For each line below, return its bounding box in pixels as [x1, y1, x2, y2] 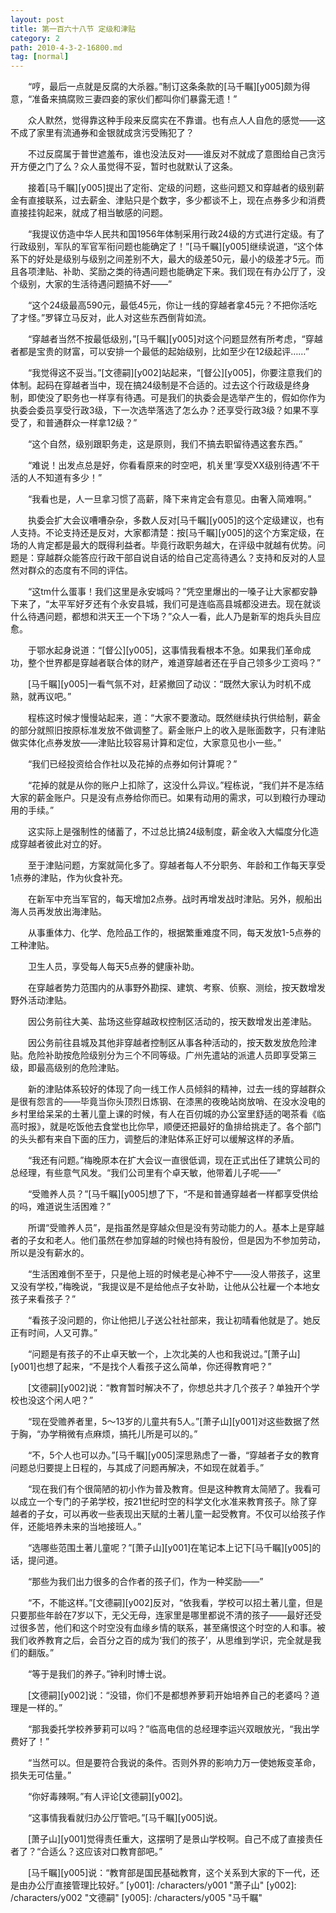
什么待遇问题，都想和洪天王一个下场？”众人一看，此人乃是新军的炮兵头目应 [10, 611, 322, 623]
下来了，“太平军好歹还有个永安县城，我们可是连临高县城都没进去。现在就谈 [10, 598, 322, 610]
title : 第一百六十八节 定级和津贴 [10, 24, 136, 34]
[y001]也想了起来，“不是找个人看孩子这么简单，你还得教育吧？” [10, 1361, 272, 1373]
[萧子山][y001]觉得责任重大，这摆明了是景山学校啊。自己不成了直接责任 [27, 1833, 323, 1845]
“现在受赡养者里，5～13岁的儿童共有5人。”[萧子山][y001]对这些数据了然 [27, 1416, 320, 1428]
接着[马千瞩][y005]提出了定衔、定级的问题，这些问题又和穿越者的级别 [27, 182, 317, 194]
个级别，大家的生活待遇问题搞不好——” [10, 278, 173, 290]
